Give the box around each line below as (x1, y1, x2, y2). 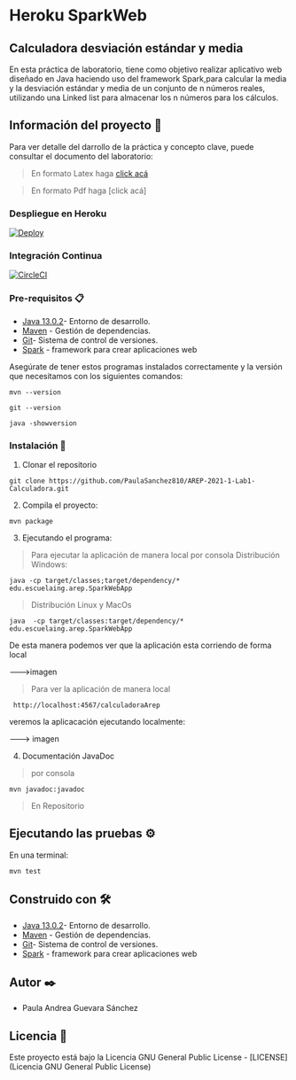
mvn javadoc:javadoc (9, 785, 86, 794)
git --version (9, 403, 62, 412)
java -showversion (9, 418, 77, 428)
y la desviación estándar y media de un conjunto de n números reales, (9, 83, 266, 93)
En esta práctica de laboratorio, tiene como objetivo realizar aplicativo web (9, 64, 282, 74)
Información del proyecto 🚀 (9, 118, 162, 133)
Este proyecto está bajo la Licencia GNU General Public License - (9, 1052, 248, 1063)
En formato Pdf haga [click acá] (30, 185, 147, 196)
